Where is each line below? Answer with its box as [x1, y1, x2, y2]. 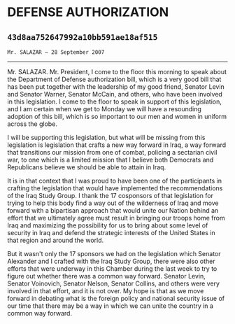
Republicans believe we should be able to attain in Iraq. [7, 163, 166, 171]
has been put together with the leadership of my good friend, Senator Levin [7, 83, 225, 91]
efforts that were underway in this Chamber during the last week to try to [7, 265, 218, 273]
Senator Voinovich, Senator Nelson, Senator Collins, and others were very [7, 279, 220, 288]
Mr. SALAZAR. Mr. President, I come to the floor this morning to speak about [7, 68, 227, 76]
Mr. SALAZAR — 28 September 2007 [7, 49, 105, 56]
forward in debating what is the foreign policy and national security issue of [7, 295, 225, 302]
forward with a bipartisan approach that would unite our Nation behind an [7, 206, 219, 214]
